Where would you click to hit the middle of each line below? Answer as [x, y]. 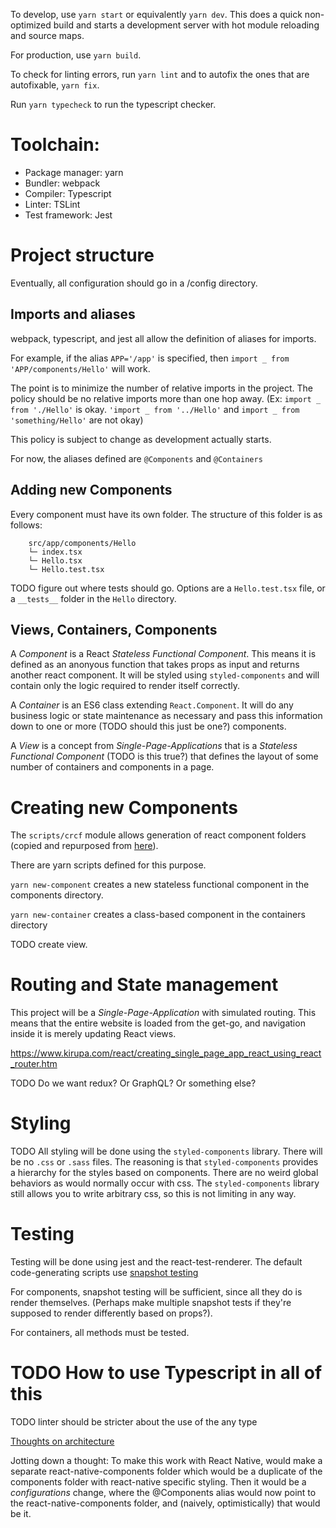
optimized [31, 25]
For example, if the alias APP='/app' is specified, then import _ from [150, 358]
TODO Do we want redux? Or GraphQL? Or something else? [133, 1083]
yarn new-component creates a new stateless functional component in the [160, 885]
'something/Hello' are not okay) [77, 420]
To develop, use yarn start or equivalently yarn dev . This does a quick [156, 14]
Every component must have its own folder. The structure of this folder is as [166, 514]
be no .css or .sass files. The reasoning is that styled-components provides [164, 1162]
